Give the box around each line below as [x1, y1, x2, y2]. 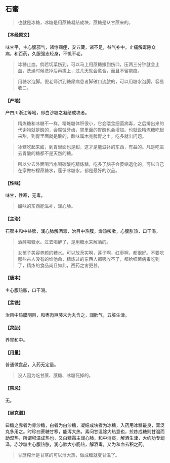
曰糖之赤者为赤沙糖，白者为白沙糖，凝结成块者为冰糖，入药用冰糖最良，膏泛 [5, 422, 165, 428]
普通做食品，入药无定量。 [5, 361, 59, 367]
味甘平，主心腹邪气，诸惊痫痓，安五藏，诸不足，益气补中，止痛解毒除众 [5, 44, 156, 50]
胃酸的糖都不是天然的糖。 [22, 150, 76, 157]
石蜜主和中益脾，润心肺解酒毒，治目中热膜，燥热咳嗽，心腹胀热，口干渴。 [5, 228, 160, 234]
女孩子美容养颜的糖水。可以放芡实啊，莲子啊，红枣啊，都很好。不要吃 [17, 250, 164, 256]
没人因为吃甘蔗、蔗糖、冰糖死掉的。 [17, 373, 94, 379]
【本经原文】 [5, 32, 32, 38]
